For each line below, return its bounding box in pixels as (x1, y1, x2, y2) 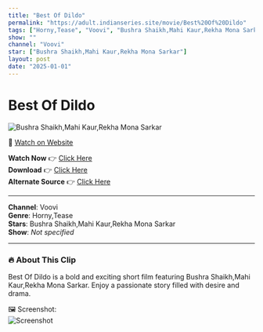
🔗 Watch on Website (8, 137, 74, 147)
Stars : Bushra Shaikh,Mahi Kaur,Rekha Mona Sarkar (8, 219, 176, 228)
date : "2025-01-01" (8, 63, 72, 71)
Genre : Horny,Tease (8, 210, 74, 220)
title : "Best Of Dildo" (8, 11, 86, 20)
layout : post (8, 56, 51, 64)
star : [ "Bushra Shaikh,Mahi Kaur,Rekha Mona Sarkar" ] (8, 48, 188, 56)
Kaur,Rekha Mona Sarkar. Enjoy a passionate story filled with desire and (8, 280, 240, 290)
